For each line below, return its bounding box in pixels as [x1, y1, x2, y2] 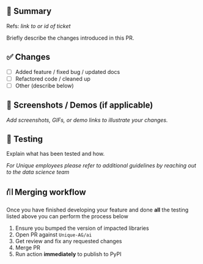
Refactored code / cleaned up [15, 75, 90, 82]
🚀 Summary [6, 6, 52, 16]
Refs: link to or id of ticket [6, 22, 71, 29]
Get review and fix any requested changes [15, 238, 122, 245]
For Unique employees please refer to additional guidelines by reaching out [6, 162, 197, 169]
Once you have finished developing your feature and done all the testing [6, 206, 189, 214]
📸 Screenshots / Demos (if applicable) [6, 100, 153, 111]
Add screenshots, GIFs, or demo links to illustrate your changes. [6, 116, 168, 123]
